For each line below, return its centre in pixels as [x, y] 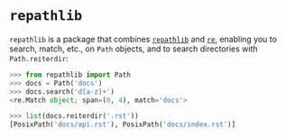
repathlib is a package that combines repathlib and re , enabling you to [143, 39]
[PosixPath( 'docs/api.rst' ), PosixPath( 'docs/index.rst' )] [123, 124]
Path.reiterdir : [39, 58]
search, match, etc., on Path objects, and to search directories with [134, 49]
